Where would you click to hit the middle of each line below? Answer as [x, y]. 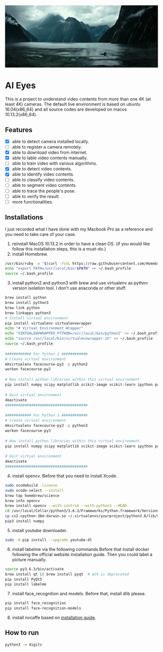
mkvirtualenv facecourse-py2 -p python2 [47, 364]
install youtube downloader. [40, 530]
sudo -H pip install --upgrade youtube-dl [49, 540]
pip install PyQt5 [24, 579]
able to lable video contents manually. [50, 158]
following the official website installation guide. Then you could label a [82, 554]
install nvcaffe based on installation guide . [54, 618]
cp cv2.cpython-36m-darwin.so [36, 516]
